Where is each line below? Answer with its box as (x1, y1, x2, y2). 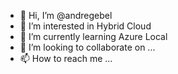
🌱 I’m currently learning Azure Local (19, 31, 168, 42)
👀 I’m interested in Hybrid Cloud (19, 20, 152, 32)
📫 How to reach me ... (19, 53, 113, 64)
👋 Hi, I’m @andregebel (19, 10, 113, 21)
